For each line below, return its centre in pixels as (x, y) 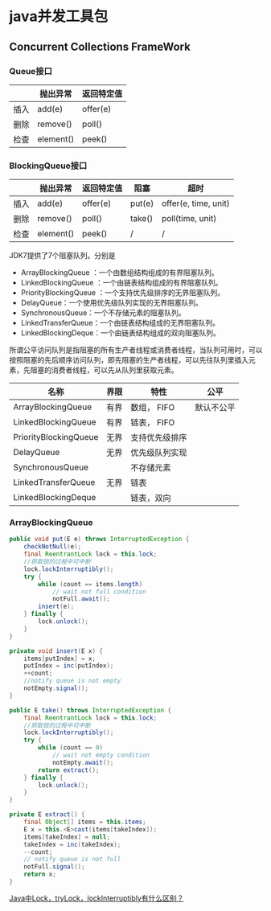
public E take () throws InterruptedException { (90, 710)
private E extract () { (47, 815)
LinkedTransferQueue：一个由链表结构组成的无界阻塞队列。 (120, 323)
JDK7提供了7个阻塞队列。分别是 (62, 256)
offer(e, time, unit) (195, 203)
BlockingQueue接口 (48, 166)
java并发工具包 (59, 16)
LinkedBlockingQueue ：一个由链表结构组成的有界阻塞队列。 (121, 283)
